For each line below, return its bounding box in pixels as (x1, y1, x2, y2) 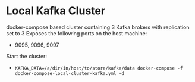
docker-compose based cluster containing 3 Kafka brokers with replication (6, 24, 190, 31)
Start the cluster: (6, 53, 48, 60)
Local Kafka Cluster (6, 4, 106, 18)
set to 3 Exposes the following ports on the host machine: (6, 29, 147, 37)
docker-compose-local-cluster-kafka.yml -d (14, 70, 125, 76)
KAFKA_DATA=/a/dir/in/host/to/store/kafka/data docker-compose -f (14, 65, 183, 71)
